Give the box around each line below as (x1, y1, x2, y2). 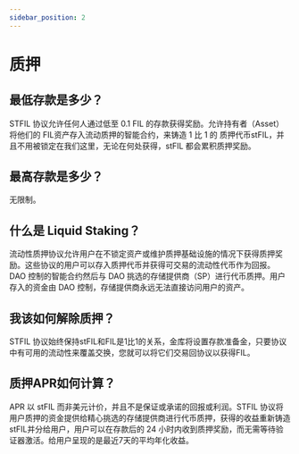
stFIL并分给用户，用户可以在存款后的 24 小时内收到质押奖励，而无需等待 (9, 424, 277, 434)
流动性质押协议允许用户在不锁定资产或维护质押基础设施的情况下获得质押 (9, 248, 275, 259)
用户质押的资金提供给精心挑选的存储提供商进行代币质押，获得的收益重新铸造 (9, 412, 291, 423)
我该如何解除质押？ (9, 310, 115, 326)
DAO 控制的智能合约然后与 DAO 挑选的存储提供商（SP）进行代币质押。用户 (9, 271, 286, 282)
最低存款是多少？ (9, 93, 104, 108)
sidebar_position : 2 (9, 13, 87, 22)
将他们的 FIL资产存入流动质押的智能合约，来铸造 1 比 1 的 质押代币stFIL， (9, 129, 277, 139)
